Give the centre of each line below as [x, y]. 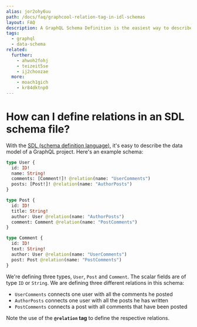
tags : [13, 33]
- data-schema [28, 45]
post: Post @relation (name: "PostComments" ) [67, 260]
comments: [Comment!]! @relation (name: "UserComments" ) [81, 179]
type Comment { [25, 238]
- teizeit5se [33, 66]
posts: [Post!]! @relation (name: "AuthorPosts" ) [72, 184]
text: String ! [28, 249]
